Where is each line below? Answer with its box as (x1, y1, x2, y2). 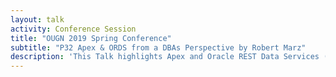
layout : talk (10, 14, 65, 25)
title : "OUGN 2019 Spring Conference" (10, 33, 172, 43)
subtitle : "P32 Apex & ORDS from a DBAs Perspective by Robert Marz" (10, 42, 307, 53)
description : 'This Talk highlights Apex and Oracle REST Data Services (10, 52, 320, 62)
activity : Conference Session (10, 24, 137, 34)
